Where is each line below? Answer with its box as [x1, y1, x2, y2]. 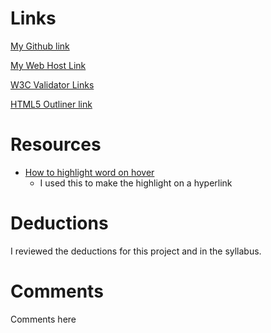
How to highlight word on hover [24, 166, 155, 178]
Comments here [10, 313, 77, 325]
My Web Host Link [10, 59, 87, 71]
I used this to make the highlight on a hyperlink [39, 177, 233, 189]
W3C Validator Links [10, 78, 95, 91]
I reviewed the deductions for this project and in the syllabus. [10, 245, 262, 257]
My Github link [10, 40, 70, 52]
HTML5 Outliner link [10, 98, 93, 110]
